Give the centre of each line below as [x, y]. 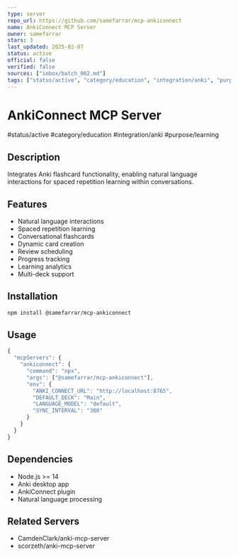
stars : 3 [20, 40]
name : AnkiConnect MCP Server [52, 27]
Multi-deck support [46, 274]
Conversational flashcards [56, 236]
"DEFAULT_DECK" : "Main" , [69, 398]
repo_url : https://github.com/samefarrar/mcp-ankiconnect [95, 21]
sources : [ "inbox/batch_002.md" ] [57, 73]
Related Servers [44, 521]
